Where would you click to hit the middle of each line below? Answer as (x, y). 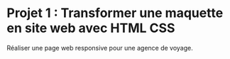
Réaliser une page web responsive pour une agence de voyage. (100, 48)
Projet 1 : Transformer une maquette (115, 13)
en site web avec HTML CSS (91, 28)
